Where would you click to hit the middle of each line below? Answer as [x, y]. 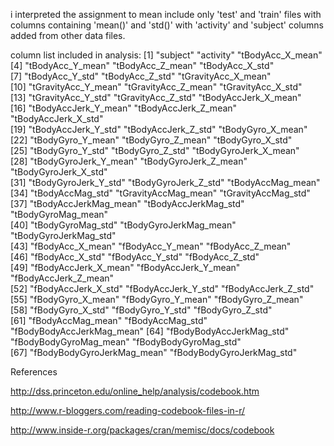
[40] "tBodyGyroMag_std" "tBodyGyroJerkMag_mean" [123, 225]
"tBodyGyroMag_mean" [59, 214]
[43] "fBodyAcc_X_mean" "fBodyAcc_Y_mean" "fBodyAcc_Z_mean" [151, 246]
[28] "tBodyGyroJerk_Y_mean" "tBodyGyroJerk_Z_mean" [129, 161]
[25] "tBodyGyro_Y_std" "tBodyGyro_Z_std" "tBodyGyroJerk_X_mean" [155, 150]
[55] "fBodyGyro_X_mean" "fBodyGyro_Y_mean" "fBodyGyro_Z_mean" [157, 299]
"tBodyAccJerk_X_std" [57, 118]
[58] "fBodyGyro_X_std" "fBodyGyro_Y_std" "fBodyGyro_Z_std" [141, 310]
